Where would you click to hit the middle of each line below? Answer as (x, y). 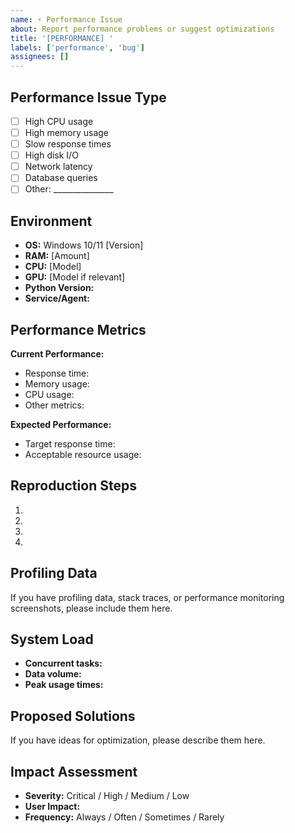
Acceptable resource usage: (83, 454)
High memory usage (67, 132)
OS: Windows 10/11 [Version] (84, 245)
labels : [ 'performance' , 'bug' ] (77, 47)
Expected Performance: (61, 424)
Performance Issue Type (88, 97)
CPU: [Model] (53, 267)
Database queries (61, 178)
